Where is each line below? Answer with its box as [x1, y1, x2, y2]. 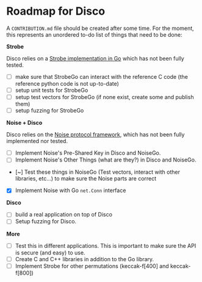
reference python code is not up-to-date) [15, 80, 119, 87]
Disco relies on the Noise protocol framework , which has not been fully [6, 131, 185, 138]
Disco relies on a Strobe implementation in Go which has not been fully [6, 54, 184, 62]
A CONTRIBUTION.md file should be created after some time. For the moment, [6, 24, 194, 32]
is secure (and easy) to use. [15, 249, 85, 256]
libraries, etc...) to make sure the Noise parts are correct [15, 175, 157, 182]
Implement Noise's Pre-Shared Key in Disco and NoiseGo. [15, 149, 161, 157]
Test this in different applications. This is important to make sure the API [15, 242, 197, 249]
